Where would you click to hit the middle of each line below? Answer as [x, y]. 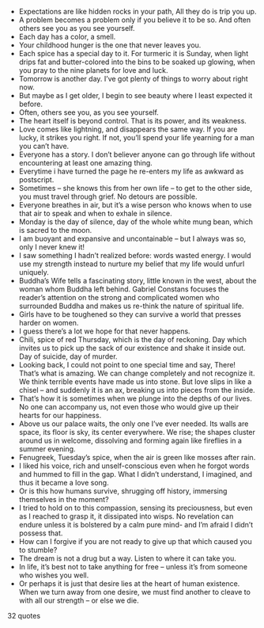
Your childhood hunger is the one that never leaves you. [110, 45]
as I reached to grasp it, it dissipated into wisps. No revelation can [126, 516]
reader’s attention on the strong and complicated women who [119, 297]
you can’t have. [44, 146]
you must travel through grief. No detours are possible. [108, 196]
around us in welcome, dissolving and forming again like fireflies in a [130, 440]
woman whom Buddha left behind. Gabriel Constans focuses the [124, 289]
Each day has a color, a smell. [67, 36]
